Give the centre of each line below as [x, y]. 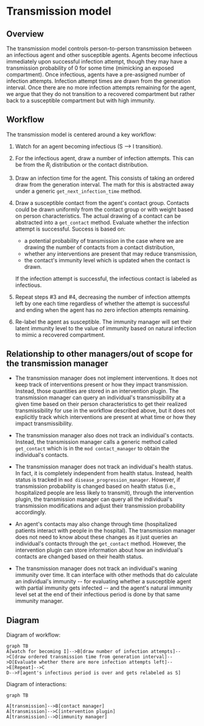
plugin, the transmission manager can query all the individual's [93, 499]
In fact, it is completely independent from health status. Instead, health [104, 473]
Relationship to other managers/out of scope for [100, 354]
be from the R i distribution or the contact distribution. [82, 165]
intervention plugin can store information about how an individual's [99, 550]
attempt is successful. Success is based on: [70, 229]
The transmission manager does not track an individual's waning [96, 569]
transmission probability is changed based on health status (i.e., [95, 486]
